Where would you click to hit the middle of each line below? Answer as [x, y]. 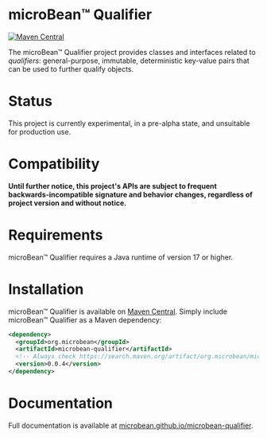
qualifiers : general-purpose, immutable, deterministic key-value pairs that [129, 61]
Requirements [56, 235]
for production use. [40, 131]
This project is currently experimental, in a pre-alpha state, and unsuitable [129, 123]
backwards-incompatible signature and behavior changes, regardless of [130, 194]
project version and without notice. [68, 203]
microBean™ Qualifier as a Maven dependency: [85, 319]
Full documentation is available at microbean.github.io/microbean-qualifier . [131, 425]
